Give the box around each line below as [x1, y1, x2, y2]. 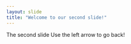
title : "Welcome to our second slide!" [6, 14, 107, 20]
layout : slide [6, 8, 42, 15]
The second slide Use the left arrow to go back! [6, 31, 126, 38]
